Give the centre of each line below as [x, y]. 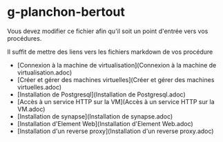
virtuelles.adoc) [39, 87]
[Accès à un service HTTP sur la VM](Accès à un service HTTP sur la [116, 101]
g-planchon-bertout [66, 12]
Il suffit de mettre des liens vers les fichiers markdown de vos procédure [110, 52]
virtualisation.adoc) [45, 72]
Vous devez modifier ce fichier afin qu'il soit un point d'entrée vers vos [108, 31]
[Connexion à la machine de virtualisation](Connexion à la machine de [117, 65]
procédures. [25, 38]
